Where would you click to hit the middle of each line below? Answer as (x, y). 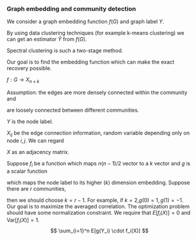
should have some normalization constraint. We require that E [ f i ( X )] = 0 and (99, 213)
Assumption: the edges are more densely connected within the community (97, 92)
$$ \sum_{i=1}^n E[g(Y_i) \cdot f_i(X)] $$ (99, 231)
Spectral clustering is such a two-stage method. (65, 51)
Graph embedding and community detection (71, 9)
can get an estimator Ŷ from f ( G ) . (47, 39)
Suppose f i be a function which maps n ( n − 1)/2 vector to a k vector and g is (99, 164)
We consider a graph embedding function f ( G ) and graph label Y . (85, 22)
